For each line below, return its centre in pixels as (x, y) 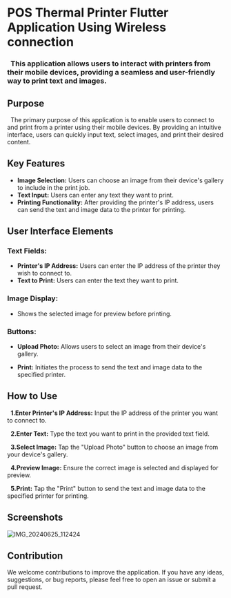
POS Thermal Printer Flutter (88, 13)
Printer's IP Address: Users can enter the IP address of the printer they (119, 266)
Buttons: (22, 331)
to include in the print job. (53, 187)
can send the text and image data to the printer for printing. (101, 209)
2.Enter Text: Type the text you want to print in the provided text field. (110, 434)
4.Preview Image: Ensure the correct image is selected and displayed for (114, 467)
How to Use (32, 396)
